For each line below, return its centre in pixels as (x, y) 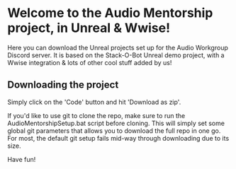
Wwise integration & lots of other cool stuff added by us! (90, 62)
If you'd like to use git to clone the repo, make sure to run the (96, 115)
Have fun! (22, 159)
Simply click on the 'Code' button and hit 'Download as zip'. (94, 102)
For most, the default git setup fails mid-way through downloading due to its (118, 138)
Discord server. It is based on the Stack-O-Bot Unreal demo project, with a (116, 55)
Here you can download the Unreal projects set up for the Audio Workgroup (118, 47)
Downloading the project (63, 85)
